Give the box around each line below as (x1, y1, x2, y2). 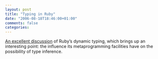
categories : (5, 25, 29, 30)
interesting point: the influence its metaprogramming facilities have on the (5, 44, 154, 49)
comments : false (5, 20, 38, 26)
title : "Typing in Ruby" (5, 12, 56, 16)
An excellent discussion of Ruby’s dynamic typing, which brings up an (5, 38, 145, 44)
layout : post (5, 7, 32, 12)
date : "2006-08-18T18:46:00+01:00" (5, 16, 78, 21)
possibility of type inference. (5, 49, 62, 55)
